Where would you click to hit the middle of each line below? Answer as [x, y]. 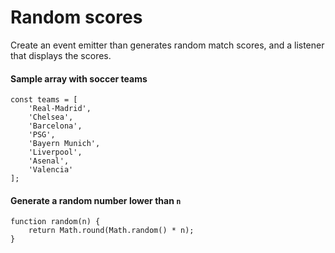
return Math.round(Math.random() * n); [111, 231]
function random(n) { [55, 222]
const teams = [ [44, 100]
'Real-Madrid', [60, 109]
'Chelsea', [51, 117]
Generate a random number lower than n [96, 200]
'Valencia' [51, 170]
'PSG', [42, 135]
